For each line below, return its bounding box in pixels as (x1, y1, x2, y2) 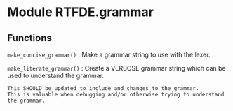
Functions (7, 32, 53, 44)
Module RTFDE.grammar (7, 4, 154, 20)
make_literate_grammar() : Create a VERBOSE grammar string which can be (7, 64, 226, 72)
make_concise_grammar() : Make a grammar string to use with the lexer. (7, 50, 211, 59)
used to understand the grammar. (7, 71, 104, 80)
